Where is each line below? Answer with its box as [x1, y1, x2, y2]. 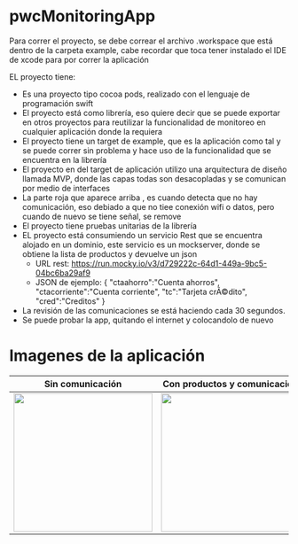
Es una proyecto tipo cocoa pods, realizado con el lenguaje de [21, 89, 250, 99]
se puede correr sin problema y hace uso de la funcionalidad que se [21, 144, 272, 156]
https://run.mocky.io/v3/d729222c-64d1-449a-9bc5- [71, 258, 268, 268]
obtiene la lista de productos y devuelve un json [21, 248, 198, 259]
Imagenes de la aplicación [9, 346, 206, 366]
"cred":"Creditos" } [35, 295, 106, 307]
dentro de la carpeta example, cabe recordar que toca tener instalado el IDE [9, 44, 286, 55]
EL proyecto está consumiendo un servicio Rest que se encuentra [21, 229, 263, 240]
